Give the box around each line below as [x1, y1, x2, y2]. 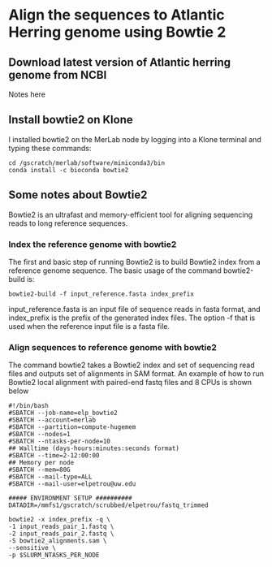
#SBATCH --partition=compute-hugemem [8, 423, 136, 431]
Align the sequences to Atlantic [8, 6, 225, 24]
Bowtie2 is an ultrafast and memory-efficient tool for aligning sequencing [8, 210, 253, 219]
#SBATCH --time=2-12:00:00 [8, 452, 100, 460]
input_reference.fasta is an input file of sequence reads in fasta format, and [8, 304, 261, 314]
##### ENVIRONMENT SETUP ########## [8, 494, 132, 503]
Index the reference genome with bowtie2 [8, 238, 177, 249]
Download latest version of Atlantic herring [8, 55, 231, 69]
